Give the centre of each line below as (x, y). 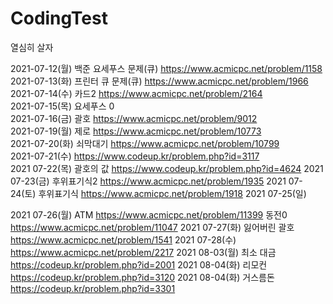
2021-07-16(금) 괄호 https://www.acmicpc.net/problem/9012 (134, 118)
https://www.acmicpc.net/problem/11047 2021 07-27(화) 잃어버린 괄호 (152, 227)
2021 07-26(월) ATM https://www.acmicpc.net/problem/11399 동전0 (149, 214)
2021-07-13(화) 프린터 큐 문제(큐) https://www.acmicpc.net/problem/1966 (159, 81)
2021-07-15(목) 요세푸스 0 (62, 106)
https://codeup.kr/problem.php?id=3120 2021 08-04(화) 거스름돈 (142, 277)
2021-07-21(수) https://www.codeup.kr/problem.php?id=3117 (135, 156)
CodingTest (59, 18)
